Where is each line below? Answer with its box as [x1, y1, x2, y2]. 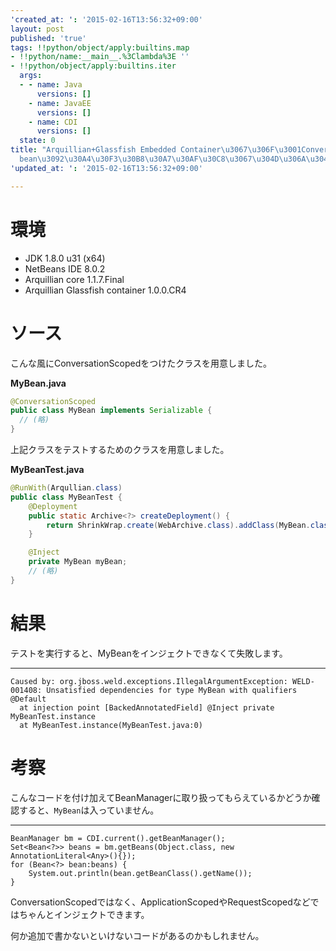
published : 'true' [10, 33, 87, 43]
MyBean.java [10, 377, 67, 389]
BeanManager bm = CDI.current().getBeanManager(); [10, 833, 226, 843]
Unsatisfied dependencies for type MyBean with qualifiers [46, 685, 298, 695]
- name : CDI [28, 117, 78, 127]
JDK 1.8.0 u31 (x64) [24, 252, 106, 264]
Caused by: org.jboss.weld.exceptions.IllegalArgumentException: [10, 676, 288, 686]
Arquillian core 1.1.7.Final [24, 273, 125, 285]
